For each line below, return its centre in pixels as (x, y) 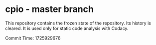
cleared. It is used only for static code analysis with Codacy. (67, 28)
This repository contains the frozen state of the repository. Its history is (78, 23)
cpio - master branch (49, 9)
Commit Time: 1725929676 (33, 38)
